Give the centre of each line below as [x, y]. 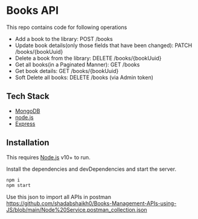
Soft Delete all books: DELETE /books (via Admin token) [84, 77]
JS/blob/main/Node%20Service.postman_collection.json [77, 210]
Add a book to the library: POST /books [64, 39]
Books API [33, 11]
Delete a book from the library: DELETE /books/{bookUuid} [88, 58]
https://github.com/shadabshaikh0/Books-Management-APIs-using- [91, 203]
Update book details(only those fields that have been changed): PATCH [104, 45]
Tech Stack [28, 96]
